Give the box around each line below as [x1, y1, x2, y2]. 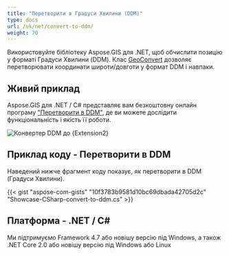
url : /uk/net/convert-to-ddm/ [7, 23, 94, 30]
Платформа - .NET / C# [7, 215, 111, 227]
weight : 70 [7, 29, 39, 36]
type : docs [7, 17, 39, 23]
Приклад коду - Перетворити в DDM [7, 149, 171, 160]
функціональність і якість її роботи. [7, 116, 111, 124]
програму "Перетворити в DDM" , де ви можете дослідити [7, 108, 177, 117]
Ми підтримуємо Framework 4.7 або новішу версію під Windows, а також [7, 233, 221, 242]
